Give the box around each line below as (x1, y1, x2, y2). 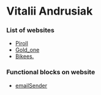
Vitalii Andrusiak (6, 4, 93, 18)
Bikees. (15, 53, 34, 60)
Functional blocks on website (6, 68, 95, 77)
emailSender (15, 82, 48, 89)
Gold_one (15, 46, 40, 54)
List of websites (6, 26, 55, 35)
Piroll (15, 40, 29, 47)
